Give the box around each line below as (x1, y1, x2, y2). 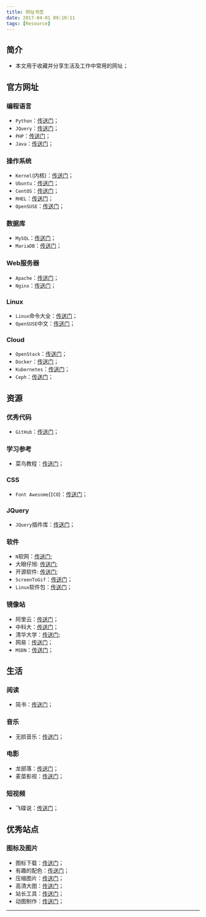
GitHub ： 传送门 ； (15, 428, 59, 436)
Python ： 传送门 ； (15, 117, 59, 124)
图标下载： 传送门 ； (15, 859, 64, 866)
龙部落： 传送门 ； (15, 765, 59, 772)
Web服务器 (6, 259, 40, 268)
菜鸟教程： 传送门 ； (15, 460, 64, 467)
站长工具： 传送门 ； (15, 889, 64, 897)
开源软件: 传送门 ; (15, 568, 58, 576)
